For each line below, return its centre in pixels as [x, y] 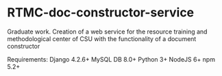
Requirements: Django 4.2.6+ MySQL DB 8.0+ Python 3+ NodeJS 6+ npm [111, 59]
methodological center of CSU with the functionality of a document [102, 38]
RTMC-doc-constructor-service [101, 13]
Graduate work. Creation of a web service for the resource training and [107, 31]
